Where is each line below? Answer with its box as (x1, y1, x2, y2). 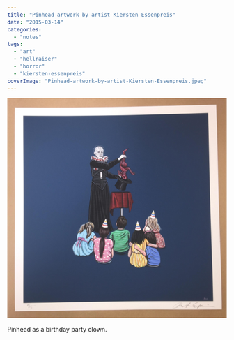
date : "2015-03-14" (7, 18, 64, 26)
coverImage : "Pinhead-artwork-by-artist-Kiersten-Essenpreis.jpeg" (7, 77, 208, 84)
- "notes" (13, 34, 42, 40)
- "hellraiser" (13, 56, 58, 63)
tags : (7, 40, 23, 48)
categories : (7, 26, 42, 33)
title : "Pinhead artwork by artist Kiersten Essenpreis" (7, 11, 176, 18)
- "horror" (13, 63, 45, 70)
